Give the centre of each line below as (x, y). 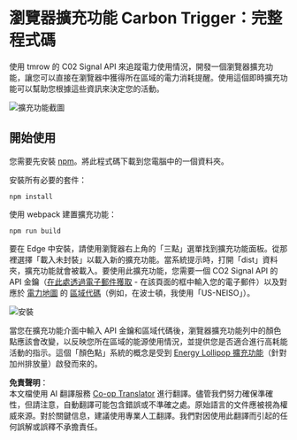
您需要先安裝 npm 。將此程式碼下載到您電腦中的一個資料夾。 (119, 161)
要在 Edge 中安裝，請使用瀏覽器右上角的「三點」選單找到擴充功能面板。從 (145, 248)
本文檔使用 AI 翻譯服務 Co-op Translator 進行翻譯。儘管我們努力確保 (133, 393)
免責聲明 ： (29, 382)
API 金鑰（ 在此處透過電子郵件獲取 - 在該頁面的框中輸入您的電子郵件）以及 (145, 282)
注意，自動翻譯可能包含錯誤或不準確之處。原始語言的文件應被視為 (160, 405)
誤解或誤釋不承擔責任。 (59, 427)
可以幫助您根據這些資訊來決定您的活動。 (90, 89)
